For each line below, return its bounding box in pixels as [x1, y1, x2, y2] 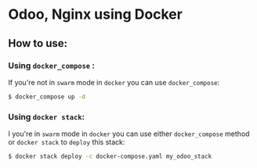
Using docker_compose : [8, 60, 96, 71]
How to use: [8, 37, 68, 50]
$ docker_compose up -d [8, 92, 86, 101]
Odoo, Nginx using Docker [8, 5, 183, 23]
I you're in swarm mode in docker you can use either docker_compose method [8, 129, 250, 138]
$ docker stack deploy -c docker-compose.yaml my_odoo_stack [8, 152, 212, 161]
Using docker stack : [8, 111, 85, 122]
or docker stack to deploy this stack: [8, 138, 125, 147]
